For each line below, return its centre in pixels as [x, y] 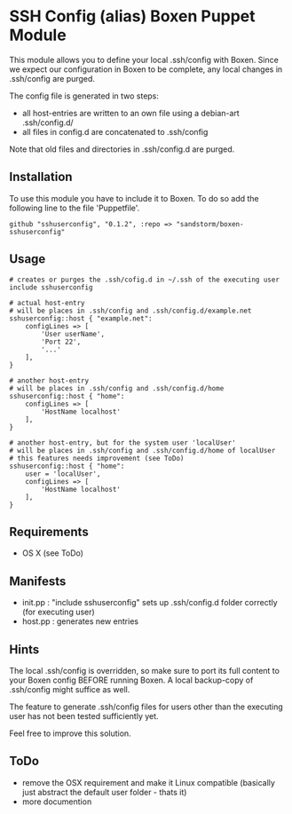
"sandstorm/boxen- [210, 224]
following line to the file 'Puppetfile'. [75, 208]
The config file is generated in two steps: [84, 96]
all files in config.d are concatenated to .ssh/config [115, 131]
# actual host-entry [47, 303]
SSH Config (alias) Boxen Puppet [132, 16]
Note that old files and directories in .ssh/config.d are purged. [122, 149]
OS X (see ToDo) [53, 553]
